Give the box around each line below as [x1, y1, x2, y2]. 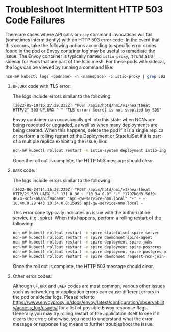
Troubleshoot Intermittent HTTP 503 [5, 4, 163, 15]
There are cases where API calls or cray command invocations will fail [5, 31, 153, 37]
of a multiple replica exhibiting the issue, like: [12, 138, 108, 144]
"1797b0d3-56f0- [122, 191, 157, 196]
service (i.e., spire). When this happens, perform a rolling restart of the [12, 215, 162, 221]
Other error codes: [12, 273, 52, 279]
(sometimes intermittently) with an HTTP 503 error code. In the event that [5, 37, 160, 43]
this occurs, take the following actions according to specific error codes [5, 42, 157, 48]
